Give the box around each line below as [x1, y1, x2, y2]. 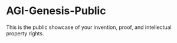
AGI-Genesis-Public [6, 4, 106, 18]
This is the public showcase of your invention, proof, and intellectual [6, 24, 172, 31]
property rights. [6, 29, 44, 37]
